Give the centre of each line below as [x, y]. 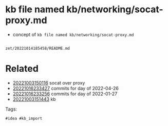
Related [22, 69]
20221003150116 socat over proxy [49, 82]
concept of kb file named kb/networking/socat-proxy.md [73, 34]
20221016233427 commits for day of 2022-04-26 [66, 88]
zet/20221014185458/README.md [38, 48]
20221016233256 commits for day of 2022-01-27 [65, 94]
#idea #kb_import [24, 118]
